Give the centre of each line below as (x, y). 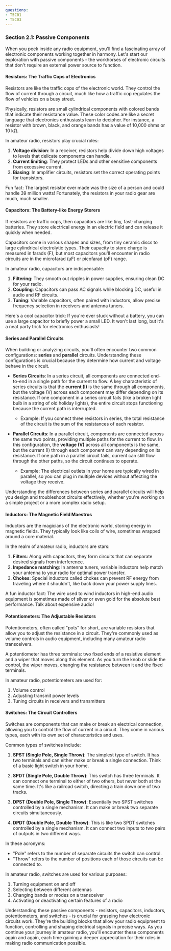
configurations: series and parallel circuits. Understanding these (74, 355)
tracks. (20, 792)
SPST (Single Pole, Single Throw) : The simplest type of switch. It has (86, 755)
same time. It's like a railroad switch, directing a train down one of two (86, 786)
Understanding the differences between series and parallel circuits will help (85, 492)
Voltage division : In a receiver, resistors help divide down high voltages (88, 150)
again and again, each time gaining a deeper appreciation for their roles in (83, 937)
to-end (20, 382)
